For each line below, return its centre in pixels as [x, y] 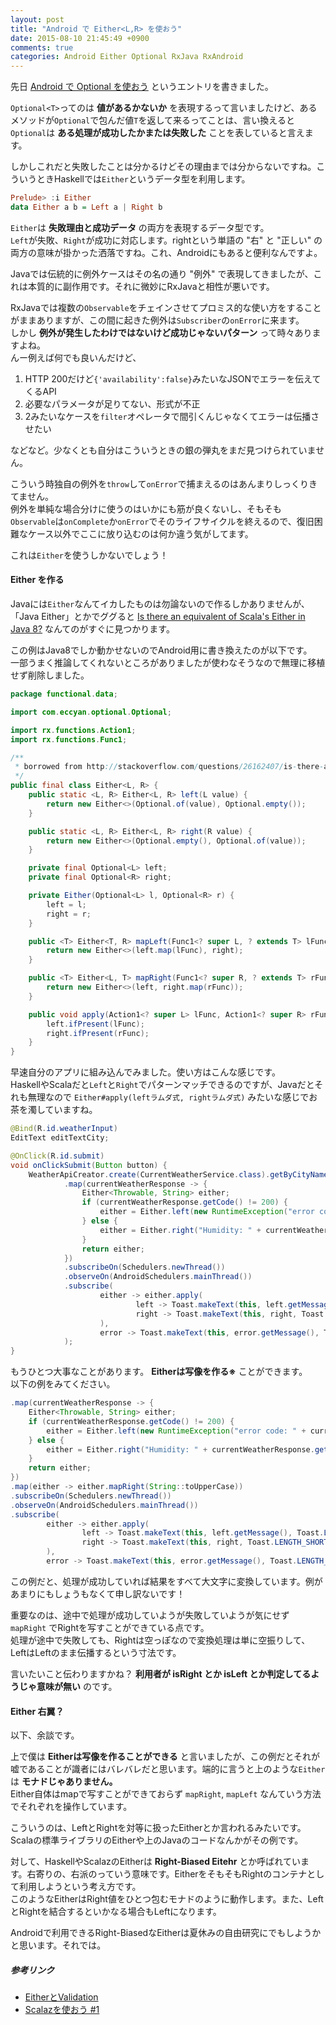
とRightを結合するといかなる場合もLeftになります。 [116, 1912]
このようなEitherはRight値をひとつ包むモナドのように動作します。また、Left [167, 1899]
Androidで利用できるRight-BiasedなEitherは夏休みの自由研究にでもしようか [166, 1933]
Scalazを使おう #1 [62, 2010]
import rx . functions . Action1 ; [73, 730]
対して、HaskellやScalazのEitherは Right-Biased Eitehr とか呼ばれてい [155, 1862]
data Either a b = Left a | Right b [86, 207]
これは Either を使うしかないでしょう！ [89, 555]
